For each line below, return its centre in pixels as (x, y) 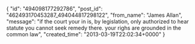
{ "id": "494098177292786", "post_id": (55, 9)
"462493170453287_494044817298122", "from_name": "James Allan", (94, 15)
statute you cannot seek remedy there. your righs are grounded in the (94, 28)
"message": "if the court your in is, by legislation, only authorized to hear (97, 21)
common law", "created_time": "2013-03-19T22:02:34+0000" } (86, 34)
